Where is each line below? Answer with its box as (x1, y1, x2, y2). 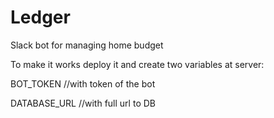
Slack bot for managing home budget (10, 39, 164, 51)
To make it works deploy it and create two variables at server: (10, 58, 265, 70)
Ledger (10, 6, 71, 29)
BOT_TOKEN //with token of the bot (10, 77, 156, 90)
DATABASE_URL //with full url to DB (10, 97, 156, 109)
